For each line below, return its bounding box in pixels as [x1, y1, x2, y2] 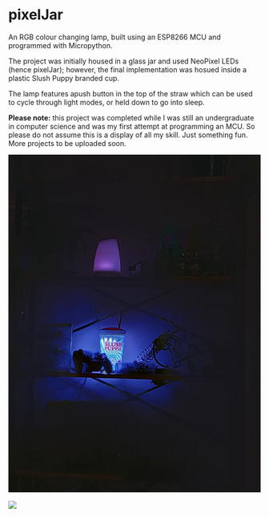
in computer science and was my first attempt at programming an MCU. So [8, 121, 255, 131]
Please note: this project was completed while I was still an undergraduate [8, 112, 255, 122]
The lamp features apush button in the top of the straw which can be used [8, 88, 254, 98]
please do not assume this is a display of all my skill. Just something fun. [8, 130, 248, 140]
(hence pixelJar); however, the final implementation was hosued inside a [8, 64, 247, 74]
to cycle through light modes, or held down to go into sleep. [8, 97, 206, 107]
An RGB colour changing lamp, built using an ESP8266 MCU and [8, 32, 222, 42]
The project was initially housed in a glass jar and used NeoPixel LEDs [8, 56, 239, 66]
